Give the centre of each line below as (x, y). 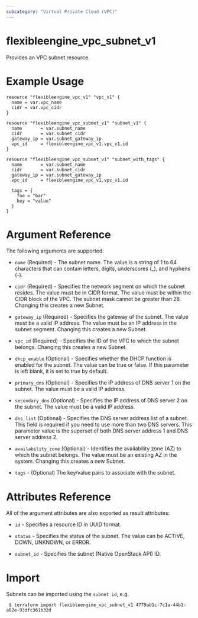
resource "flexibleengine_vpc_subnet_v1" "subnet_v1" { (76, 123)
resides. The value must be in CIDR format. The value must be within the (103, 293)
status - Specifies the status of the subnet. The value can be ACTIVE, (100, 536)
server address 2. (36, 437)
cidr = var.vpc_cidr (37, 107)
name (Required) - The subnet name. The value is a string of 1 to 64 (96, 262)
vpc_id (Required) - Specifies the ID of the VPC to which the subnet (97, 341)
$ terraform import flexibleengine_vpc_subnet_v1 (71, 605)
